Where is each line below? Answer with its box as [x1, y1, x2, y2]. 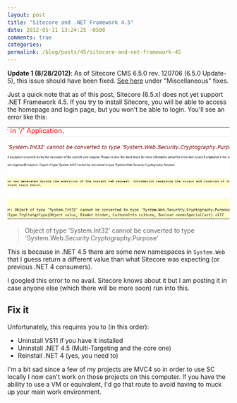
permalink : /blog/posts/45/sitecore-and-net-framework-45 [7, 49, 181, 56]
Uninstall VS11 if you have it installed [17, 337, 123, 345]
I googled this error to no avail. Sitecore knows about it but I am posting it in [7, 276, 227, 284]
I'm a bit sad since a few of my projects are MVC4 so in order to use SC [7, 365, 215, 374]
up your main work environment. [7, 387, 102, 396]
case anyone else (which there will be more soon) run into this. [7, 284, 190, 292]
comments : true [7, 34, 52, 41]
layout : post [7, 11, 46, 18]
